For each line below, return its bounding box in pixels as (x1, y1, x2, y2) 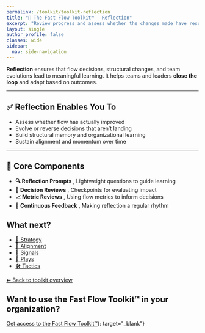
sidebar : (6, 43, 29, 49)
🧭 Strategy (15, 236, 42, 243)
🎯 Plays (15, 255, 35, 263)
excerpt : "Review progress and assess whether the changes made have (6, 20, 187, 26)
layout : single (6, 26, 45, 32)
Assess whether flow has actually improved (15, 118, 125, 125)
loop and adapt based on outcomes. (6, 78, 98, 86)
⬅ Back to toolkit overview (6, 276, 73, 284)
